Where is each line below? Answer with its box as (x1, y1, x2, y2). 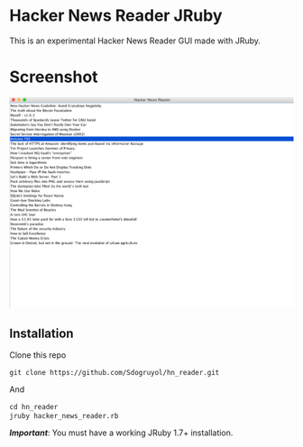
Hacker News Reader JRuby (9, 5, 223, 26)
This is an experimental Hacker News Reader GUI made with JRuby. (9, 35, 262, 46)
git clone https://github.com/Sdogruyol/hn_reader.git (9, 369, 220, 378)
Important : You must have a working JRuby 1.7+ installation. (9, 427, 234, 438)
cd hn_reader (9, 403, 59, 412)
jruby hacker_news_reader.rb (9, 412, 119, 421)
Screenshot (9, 67, 98, 87)
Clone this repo (9, 350, 67, 360)
